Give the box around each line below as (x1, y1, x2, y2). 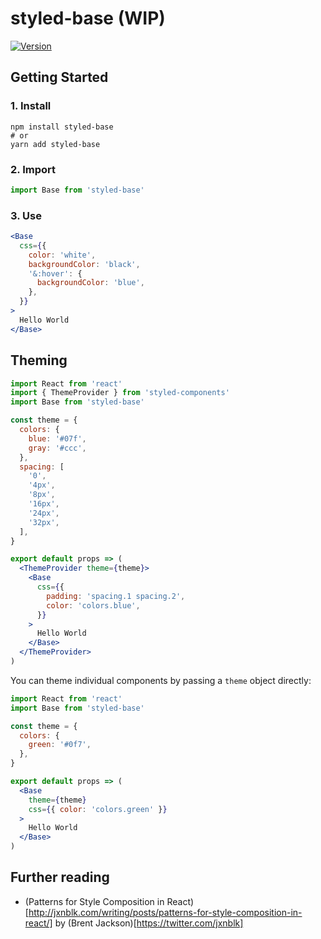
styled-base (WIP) (10, 7, 166, 30)
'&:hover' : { (28, 268, 83, 279)
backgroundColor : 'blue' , (36, 278, 145, 288)
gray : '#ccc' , (28, 443, 87, 453)
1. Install (10, 99, 52, 113)
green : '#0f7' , (28, 740, 92, 750)
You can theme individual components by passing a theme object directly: (10, 674, 312, 686)
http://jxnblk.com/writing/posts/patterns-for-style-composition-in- (28, 906, 303, 918)
